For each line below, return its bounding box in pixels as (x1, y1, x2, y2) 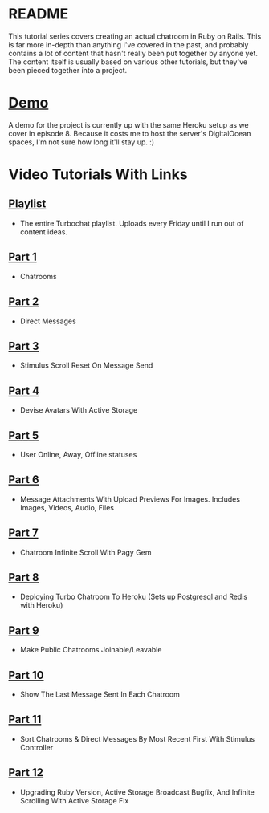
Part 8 (8, 571, 39, 584)
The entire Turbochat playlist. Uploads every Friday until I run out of (19, 218, 244, 228)
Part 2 (8, 295, 39, 309)
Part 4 (8, 384, 40, 397)
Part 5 (8, 429, 39, 442)
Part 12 (8, 766, 44, 779)
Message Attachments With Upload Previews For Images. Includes (19, 494, 241, 504)
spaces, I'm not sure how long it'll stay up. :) (8, 137, 155, 147)
